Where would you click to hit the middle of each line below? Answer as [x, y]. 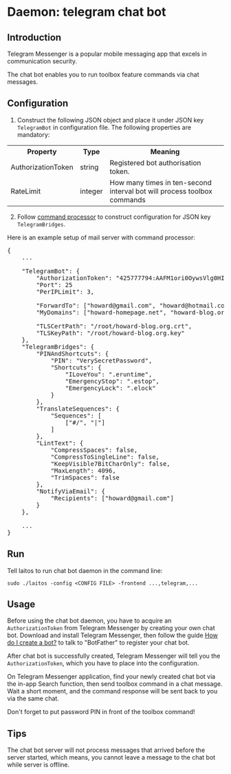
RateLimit [26, 191]
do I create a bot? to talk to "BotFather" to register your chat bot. [98, 643]
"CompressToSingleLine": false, [105, 457]
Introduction [34, 37]
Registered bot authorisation [155, 162]
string [89, 167]
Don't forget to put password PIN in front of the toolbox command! [101, 712]
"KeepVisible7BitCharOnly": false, [110, 464]
